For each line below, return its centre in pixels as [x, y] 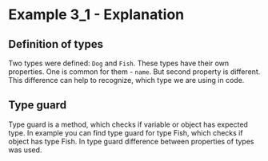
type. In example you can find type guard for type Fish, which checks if [126, 132]
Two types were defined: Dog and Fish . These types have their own [119, 63]
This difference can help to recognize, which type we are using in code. [126, 80]
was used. [25, 150]
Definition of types [56, 44]
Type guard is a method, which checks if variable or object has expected [128, 124]
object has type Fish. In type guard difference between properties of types [131, 141]
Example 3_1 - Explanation [96, 15]
